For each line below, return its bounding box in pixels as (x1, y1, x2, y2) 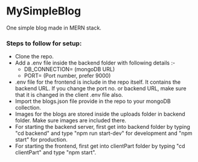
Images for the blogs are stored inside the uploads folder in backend (14, 110, 185, 118)
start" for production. (14, 136, 68, 143)
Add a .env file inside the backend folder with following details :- (14, 59, 176, 67)
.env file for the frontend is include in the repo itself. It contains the (14, 78, 181, 86)
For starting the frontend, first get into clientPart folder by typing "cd (14, 143, 185, 150)
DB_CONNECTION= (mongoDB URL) (24, 66, 115, 73)
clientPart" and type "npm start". (14, 149, 97, 156)
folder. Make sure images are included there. (14, 117, 127, 124)
